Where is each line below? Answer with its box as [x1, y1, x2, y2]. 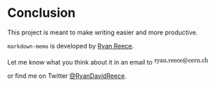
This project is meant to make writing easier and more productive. [7, 28, 198, 36]
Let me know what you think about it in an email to [7, 58, 153, 66]
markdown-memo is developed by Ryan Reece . [7, 41, 134, 50]
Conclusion [7, 5, 76, 21]
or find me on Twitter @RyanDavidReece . [7, 72, 127, 80]
